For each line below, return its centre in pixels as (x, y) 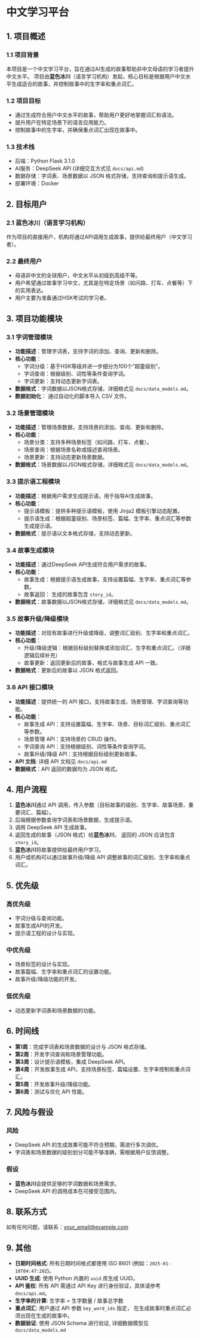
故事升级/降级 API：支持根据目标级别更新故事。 (82, 754)
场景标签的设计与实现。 (44, 964)
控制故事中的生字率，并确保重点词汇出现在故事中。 (78, 130)
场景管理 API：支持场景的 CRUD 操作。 (72, 739)
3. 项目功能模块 (34, 319)
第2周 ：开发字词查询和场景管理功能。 (61, 1054)
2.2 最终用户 (24, 261)
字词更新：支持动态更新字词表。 (63, 381)
